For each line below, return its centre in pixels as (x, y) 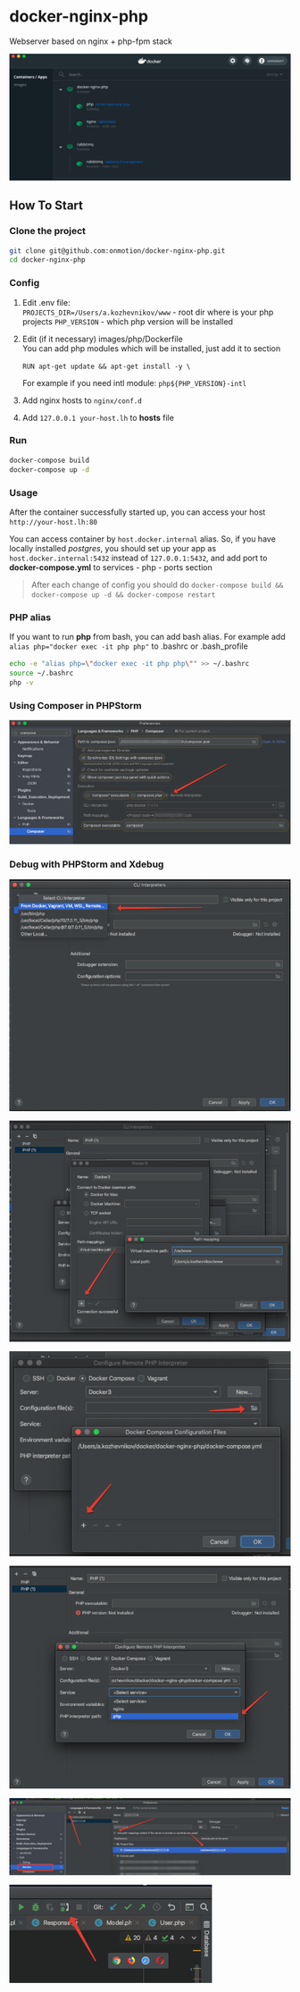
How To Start (46, 206)
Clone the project (48, 231)
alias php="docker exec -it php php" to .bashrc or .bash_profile (129, 646)
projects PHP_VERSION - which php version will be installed (128, 321)
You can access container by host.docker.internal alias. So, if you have (143, 539)
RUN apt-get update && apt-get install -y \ (106, 366)
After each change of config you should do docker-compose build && (157, 584)
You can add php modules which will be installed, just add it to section (151, 348)
